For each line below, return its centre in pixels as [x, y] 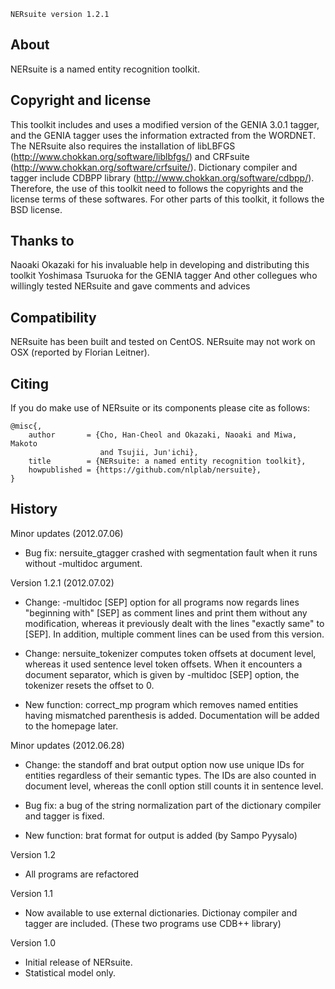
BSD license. [36, 209]
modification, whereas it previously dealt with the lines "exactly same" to [174, 623]
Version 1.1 [31, 893]
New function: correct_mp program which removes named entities [161, 704]
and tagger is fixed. [64, 816]
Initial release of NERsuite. [78, 962]
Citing [29, 383]
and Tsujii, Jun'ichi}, [149, 453]
